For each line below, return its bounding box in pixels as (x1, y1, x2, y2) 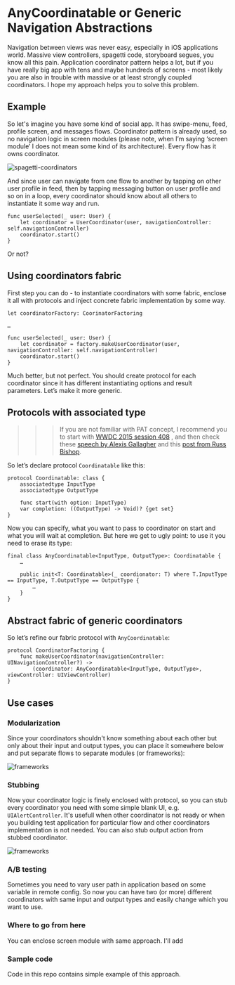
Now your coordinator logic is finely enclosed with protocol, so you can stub (7, 796, 228, 804)
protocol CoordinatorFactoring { (7, 647, 105, 655)
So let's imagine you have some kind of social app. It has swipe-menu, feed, (7, 120, 228, 128)
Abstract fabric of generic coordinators (7, 614, 183, 626)
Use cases (7, 697, 54, 709)
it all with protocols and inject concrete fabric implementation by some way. (7, 296, 226, 304)
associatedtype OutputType (20, 487, 99, 494)
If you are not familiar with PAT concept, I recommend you (59, 425, 227, 434)
